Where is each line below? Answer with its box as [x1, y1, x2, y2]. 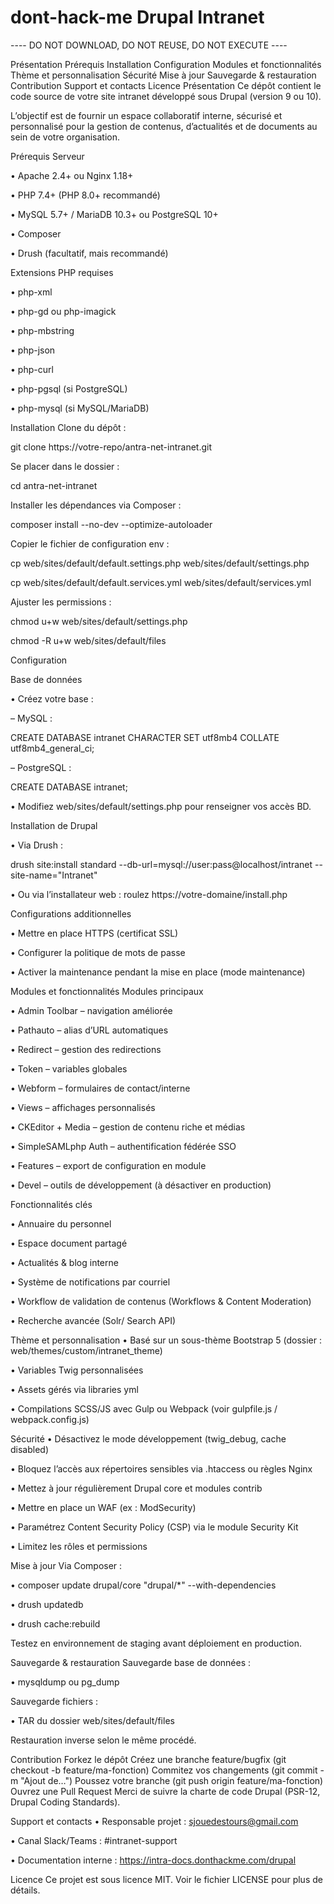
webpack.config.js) [10, 1413, 90, 1425]
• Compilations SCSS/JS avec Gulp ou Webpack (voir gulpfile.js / [10, 1402, 278, 1415]
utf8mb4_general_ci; [10, 742, 95, 754]
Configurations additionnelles [10, 907, 132, 920]
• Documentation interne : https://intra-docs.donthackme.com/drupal [10, 1854, 297, 1866]
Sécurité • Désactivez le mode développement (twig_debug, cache [10, 1432, 287, 1445]
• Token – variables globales [10, 1062, 128, 1075]
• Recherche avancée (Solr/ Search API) [10, 1314, 176, 1326]
